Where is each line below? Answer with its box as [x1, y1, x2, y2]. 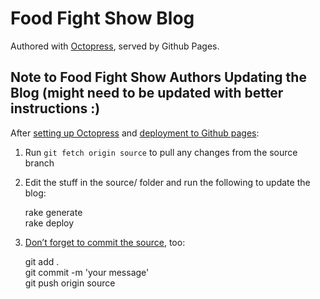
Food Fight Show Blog [10, 7, 195, 30]
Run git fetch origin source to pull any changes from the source [24, 146, 298, 158]
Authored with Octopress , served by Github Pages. [10, 40, 220, 52]
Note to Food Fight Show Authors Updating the [10, 69, 307, 86]
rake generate [24, 206, 83, 218]
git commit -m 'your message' [24, 266, 150, 278]
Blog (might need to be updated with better [10, 85, 284, 102]
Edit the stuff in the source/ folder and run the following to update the [24, 176, 311, 188]
